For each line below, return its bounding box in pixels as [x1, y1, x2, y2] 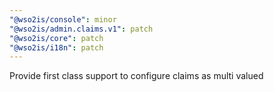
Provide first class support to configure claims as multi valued [9, 70, 264, 82]
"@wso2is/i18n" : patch [9, 42, 104, 53]
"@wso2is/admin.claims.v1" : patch [9, 24, 154, 34]
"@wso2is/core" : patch [9, 33, 104, 43]
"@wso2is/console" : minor [9, 14, 117, 25]
